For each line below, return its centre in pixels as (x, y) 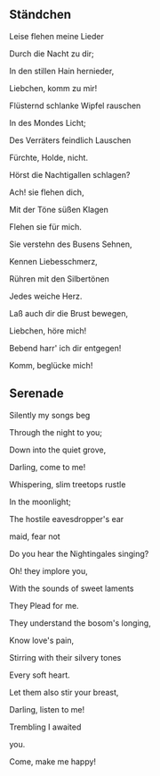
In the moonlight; (40, 502)
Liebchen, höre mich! (48, 331)
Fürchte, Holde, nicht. (49, 157)
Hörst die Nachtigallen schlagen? (70, 174)
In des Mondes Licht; (48, 122)
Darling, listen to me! (47, 709)
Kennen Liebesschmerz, (53, 261)
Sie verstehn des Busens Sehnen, (71, 244)
